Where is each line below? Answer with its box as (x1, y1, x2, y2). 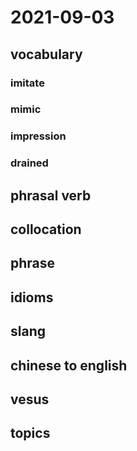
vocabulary (10, 46, 83, 63)
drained (10, 156, 49, 170)
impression (10, 129, 67, 143)
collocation (10, 221, 82, 238)
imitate (10, 76, 45, 90)
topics (10, 425, 51, 442)
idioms (10, 289, 54, 306)
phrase (10, 255, 56, 272)
